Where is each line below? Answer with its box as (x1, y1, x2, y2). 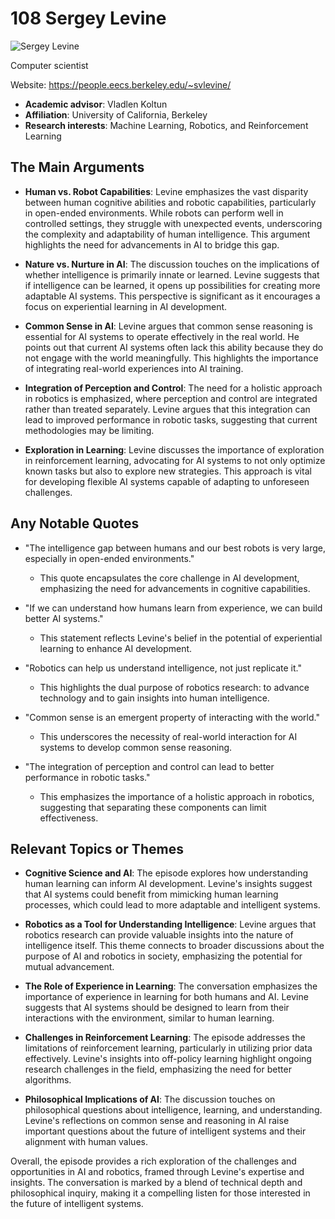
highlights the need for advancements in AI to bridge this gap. (24, 238, 280, 251)
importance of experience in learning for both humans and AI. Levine (24, 991, 309, 1003)
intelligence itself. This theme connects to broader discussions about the (24, 940, 325, 952)
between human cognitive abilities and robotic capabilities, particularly (24, 196, 317, 208)
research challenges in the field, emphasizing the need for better (24, 1063, 292, 1076)
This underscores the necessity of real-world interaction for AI (39, 730, 298, 742)
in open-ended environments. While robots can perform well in (24, 207, 284, 219)
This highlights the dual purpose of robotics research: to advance (39, 681, 310, 693)
